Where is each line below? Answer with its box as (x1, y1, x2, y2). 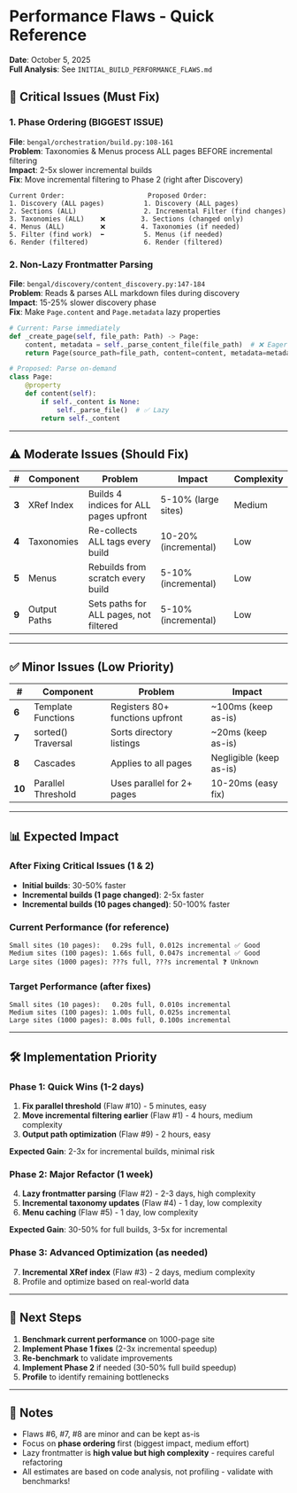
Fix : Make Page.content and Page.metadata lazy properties (9, 306, 221, 317)
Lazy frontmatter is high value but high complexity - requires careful (21, 1448, 275, 1458)
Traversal (34, 738, 73, 750)
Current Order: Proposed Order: (9, 191, 208, 200)
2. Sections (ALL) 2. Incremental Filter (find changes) (9, 207, 287, 215)
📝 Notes (9, 1405, 54, 1420)
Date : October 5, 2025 (9, 54, 91, 65)
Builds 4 (88, 488, 122, 500)
